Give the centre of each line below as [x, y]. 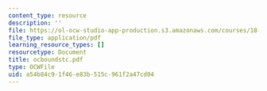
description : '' [35, 23]
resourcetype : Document [48, 52]
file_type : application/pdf [55, 38]
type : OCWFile [32, 67]
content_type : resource [48, 15]
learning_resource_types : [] [56, 45]
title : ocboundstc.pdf [46, 60]
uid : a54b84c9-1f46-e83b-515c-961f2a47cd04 [81, 74]
